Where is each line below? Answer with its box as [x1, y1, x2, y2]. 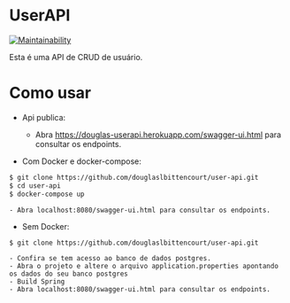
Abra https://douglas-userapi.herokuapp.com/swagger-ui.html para [34, 129, 281, 140]
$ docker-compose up [9, 190, 86, 198]
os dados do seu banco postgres [9, 269, 128, 279]
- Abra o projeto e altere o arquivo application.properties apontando [9, 262, 279, 271]
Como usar [9, 83, 92, 103]
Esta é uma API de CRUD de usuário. [9, 51, 143, 62]
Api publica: [21, 112, 66, 122]
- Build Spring [9, 277, 65, 286]
